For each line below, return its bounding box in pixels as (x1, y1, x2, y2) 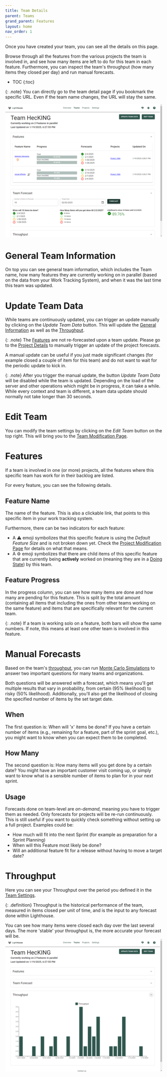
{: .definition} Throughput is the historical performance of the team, (5, 902, 144, 908)
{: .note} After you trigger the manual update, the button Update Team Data (5, 372, 161, 378)
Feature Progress (5, 576, 60, 585)
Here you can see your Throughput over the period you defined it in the (5, 887, 152, 893)
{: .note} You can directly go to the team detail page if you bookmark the (5, 89, 154, 95)
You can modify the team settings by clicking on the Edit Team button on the (5, 428, 163, 434)
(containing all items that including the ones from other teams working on (5, 600, 156, 606)
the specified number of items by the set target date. (5, 696, 114, 702)
